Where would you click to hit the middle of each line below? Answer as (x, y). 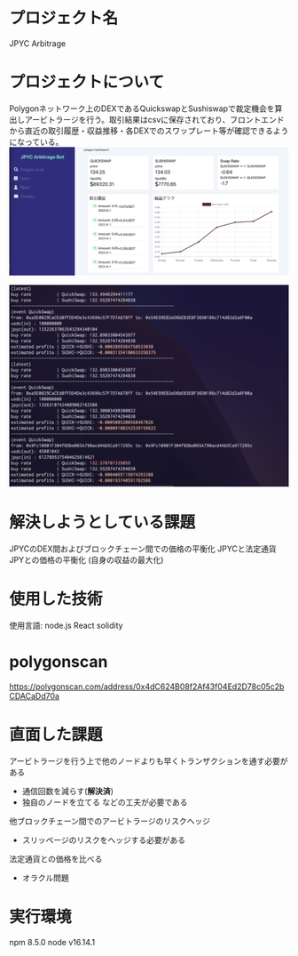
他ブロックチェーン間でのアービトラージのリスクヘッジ (110, 821)
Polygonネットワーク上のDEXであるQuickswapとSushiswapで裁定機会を (142, 108)
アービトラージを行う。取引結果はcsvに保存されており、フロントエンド (154, 119)
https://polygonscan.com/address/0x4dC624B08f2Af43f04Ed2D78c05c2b (147, 687)
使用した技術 (56, 599)
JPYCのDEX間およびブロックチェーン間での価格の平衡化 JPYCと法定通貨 (143, 549)
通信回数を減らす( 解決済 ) (67, 791)
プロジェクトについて (87, 82)
